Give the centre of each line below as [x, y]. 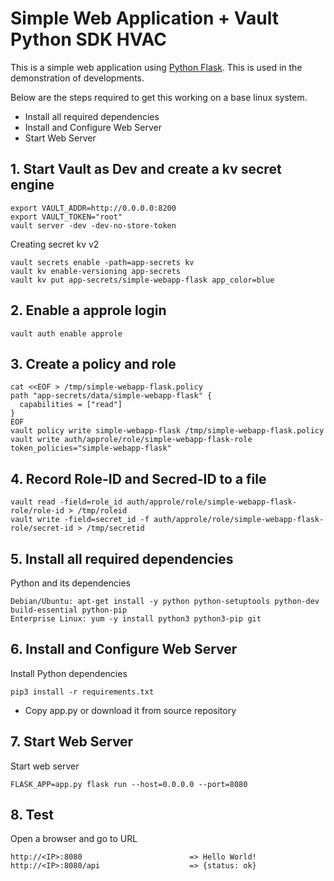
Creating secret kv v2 [55, 244]
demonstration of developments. [77, 78]
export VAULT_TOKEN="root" [66, 217]
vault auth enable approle [66, 333]
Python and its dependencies [70, 583]
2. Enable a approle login [88, 310]
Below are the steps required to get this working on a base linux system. [159, 97]
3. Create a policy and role [93, 363]
